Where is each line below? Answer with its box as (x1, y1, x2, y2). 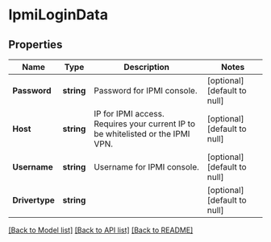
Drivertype (12, 195, 55, 206)
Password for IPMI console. (94, 85, 198, 96)
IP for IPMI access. (94, 109, 165, 119)
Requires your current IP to (94, 118, 196, 129)
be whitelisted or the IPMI (94, 129, 190, 139)
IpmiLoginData (8, 6, 109, 24)
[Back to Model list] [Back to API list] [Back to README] (8, 225, 194, 235)
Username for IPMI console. (94, 162, 200, 172)
